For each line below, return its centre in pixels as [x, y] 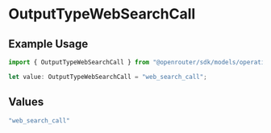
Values [26, 102]
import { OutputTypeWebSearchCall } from [79, 62]
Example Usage [48, 44]
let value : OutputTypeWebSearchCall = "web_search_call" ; [108, 77]
